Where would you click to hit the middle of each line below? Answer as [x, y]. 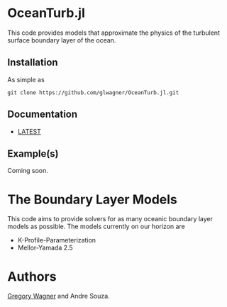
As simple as [26, 79]
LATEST [29, 131]
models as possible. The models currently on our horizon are [96, 227]
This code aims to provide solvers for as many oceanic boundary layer [110, 219]
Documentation [43, 115]
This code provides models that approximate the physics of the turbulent [113, 33]
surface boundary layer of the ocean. [62, 40]
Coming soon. [28, 171]
